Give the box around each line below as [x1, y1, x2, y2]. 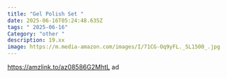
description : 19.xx [7, 37, 65, 44]
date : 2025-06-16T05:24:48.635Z [7, 17, 103, 24]
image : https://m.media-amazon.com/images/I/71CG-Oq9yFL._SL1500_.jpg [7, 43, 221, 50]
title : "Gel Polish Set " [7, 10, 84, 18]
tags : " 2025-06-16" [7, 23, 69, 30]
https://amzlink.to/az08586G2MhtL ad [7, 63, 119, 71]
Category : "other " [7, 30, 65, 38]
